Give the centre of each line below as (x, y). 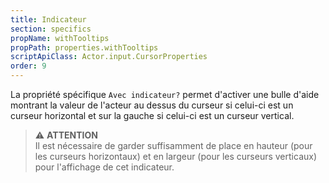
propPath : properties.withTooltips (84, 47)
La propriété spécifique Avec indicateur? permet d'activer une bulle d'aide (165, 94)
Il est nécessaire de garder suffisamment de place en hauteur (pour (173, 145)
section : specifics (51, 29)
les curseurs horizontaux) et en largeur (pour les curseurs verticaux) (176, 156)
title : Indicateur (48, 19)
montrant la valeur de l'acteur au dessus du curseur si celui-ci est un (152, 105)
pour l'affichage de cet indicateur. (104, 167)
